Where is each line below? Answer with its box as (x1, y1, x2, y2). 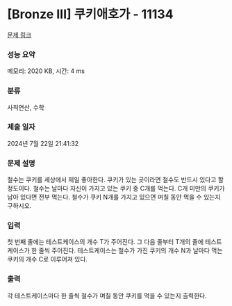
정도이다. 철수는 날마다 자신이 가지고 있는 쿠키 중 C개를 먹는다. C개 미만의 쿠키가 (7, 184, 225, 193)
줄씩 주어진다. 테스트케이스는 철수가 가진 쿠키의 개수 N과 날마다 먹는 (38, 246, 223, 255)
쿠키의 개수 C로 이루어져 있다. (7, 255, 88, 264)
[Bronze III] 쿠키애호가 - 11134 (7, 6, 174, 22)
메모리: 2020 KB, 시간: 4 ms (7, 67, 85, 75)
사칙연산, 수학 (7, 103, 45, 111)
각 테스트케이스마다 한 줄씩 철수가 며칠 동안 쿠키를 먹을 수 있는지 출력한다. (7, 291, 207, 300)
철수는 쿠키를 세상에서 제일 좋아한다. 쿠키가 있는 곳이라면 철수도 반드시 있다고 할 (7, 175, 224, 184)
